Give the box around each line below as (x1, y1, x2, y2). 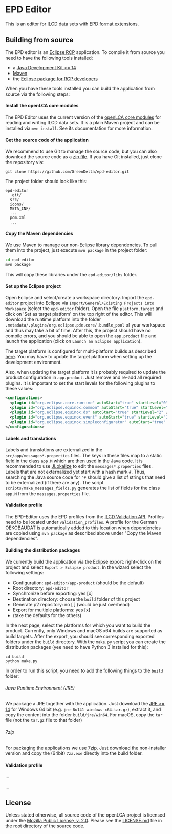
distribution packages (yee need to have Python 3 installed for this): (5, 644, 148, 650)
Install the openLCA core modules (5, 103, 79, 109)
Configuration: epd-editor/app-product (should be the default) (12, 579, 144, 586)
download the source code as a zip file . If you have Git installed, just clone (5, 154, 162, 160)
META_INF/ (10, 206, 31, 211)
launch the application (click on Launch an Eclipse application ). (5, 338, 142, 345)
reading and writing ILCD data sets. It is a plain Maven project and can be (5, 119, 160, 125)
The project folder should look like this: (5, 178, 88, 185)
